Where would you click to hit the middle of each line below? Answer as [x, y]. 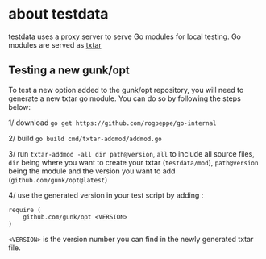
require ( [25, 210]
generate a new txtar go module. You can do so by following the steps [125, 98]
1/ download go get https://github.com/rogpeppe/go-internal [112, 123]
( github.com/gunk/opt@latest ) [58, 179]
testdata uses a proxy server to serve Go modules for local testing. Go [125, 36]
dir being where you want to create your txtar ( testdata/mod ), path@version [133, 162]
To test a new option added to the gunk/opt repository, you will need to [126, 90]
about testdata [58, 14]
